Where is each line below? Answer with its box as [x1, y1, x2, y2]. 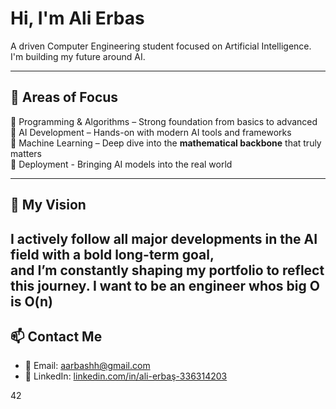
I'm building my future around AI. [10, 50, 146, 62]
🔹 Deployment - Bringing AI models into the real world [10, 158, 233, 170]
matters [10, 147, 42, 159]
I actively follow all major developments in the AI [10, 230, 318, 247]
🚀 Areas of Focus [10, 89, 119, 106]
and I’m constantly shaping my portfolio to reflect [10, 262, 325, 279]
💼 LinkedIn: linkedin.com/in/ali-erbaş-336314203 [24, 370, 228, 382]
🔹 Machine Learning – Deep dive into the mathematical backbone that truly [10, 137, 322, 149]
